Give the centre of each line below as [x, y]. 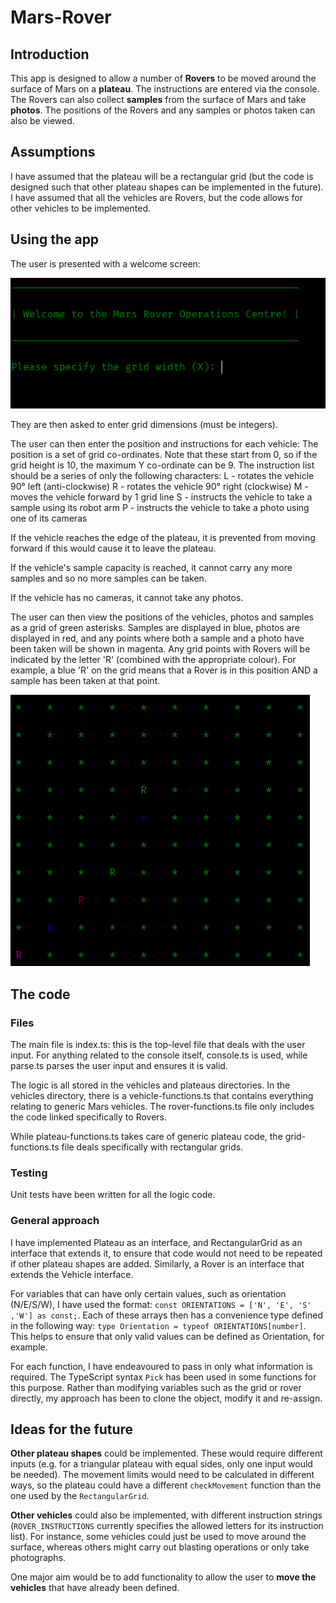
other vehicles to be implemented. [81, 208]
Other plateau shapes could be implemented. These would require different [166, 1453]
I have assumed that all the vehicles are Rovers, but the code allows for [156, 197]
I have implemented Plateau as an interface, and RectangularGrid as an [156, 1242]
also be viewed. [42, 120]
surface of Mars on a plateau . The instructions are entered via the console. [165, 89]
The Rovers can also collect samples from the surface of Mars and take [158, 99]
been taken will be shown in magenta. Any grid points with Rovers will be [160, 649]
